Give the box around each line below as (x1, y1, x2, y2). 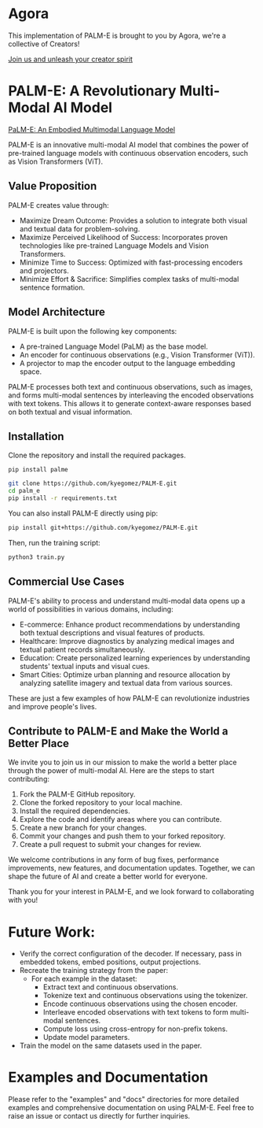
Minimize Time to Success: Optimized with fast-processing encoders (19, 257, 243, 267)
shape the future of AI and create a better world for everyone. (8, 871, 208, 882)
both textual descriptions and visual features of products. (19, 627, 206, 638)
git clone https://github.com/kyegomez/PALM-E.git (8, 479, 177, 488)
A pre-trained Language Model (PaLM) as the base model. (19, 342, 208, 351)
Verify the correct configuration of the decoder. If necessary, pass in (19, 949, 242, 959)
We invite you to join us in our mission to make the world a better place (8, 757, 237, 767)
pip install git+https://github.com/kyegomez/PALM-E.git (8, 523, 199, 531)
